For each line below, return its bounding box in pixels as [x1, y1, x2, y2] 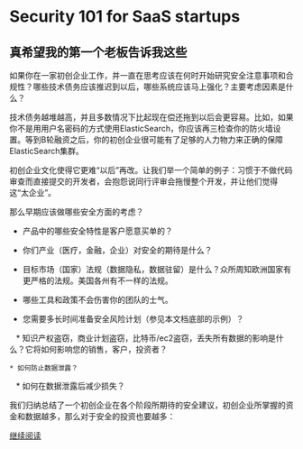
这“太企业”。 [9, 188, 57, 197]
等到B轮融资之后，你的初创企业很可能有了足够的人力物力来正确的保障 [24, 134, 284, 145]
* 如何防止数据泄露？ [9, 363, 78, 372]
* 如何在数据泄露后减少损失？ [15, 380, 125, 391]
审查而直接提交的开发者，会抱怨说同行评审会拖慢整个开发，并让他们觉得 [9, 176, 278, 187]
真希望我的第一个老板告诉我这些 [9, 44, 188, 60]
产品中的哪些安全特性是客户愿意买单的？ [22, 225, 173, 236]
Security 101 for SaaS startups [9, 6, 241, 27]
